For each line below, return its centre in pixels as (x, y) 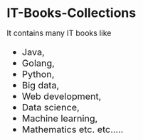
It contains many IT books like (59, 33)
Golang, (38, 63)
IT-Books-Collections (71, 13)
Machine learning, (60, 118)
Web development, (62, 97)
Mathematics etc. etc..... (73, 130)
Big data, (41, 85)
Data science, (51, 107)
